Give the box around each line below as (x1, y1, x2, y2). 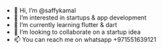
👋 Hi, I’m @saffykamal (13, 7, 76, 14)
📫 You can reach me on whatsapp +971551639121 (13, 36, 157, 43)
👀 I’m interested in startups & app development (13, 14, 146, 22)
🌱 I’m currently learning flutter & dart (13, 21, 118, 28)
